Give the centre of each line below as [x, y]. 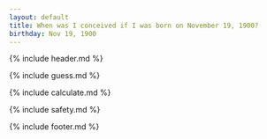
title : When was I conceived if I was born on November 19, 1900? [134, 26]
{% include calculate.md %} [60, 92]
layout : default [39, 17]
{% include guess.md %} [54, 76]
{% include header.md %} [56, 59]
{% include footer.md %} [54, 127]
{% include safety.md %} [55, 110]
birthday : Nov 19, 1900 [53, 33]
